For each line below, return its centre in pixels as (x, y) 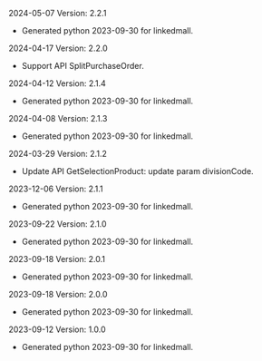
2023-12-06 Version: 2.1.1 (56, 189)
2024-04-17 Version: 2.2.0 (58, 48)
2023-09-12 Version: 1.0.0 (57, 329)
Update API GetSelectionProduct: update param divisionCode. (138, 171)
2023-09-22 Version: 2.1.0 (58, 224)
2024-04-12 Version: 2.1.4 (57, 83)
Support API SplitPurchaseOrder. (82, 66)
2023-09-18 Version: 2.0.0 (58, 294)
